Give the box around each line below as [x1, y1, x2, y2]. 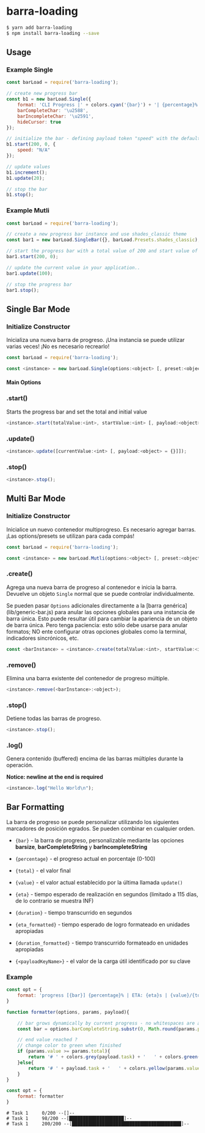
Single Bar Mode [6, 304, 70, 314]
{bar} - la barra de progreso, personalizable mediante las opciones [15, 836, 184, 844]
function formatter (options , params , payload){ [6, 1009, 130, 1015]
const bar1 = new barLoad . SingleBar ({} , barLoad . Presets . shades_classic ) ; [6, 237, 201, 243]
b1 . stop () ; [6, 191, 34, 198]
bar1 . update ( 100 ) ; [6, 270, 53, 277]
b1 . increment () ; [6, 169, 48, 176]
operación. [6, 762, 34, 769]
